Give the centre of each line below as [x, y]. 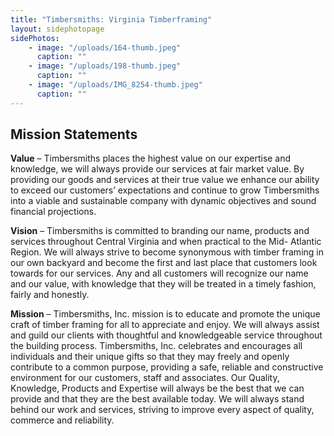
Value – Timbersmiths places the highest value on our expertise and [151, 158]
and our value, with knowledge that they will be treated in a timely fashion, [163, 284]
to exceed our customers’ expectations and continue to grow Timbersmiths [165, 190]
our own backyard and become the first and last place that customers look [164, 263]
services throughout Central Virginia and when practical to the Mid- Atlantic [166, 242]
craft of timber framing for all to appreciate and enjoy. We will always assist [165, 325]
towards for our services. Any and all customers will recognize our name [159, 273]
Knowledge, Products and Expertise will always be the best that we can [157, 388]
